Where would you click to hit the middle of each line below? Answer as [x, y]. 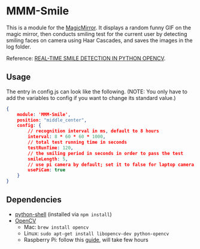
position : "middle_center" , [52, 120]
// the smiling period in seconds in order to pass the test [106, 153]
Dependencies [34, 200]
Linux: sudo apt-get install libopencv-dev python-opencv [96, 233]
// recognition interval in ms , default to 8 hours [94, 131]
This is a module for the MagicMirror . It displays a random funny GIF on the [99, 28]
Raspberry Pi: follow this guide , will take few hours [86, 239]
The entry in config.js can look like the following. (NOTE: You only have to [97, 92]
